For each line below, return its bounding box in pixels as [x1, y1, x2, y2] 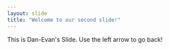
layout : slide [7, 10, 48, 17]
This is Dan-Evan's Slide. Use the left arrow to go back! [7, 35, 163, 43]
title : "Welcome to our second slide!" [7, 16, 121, 23]
